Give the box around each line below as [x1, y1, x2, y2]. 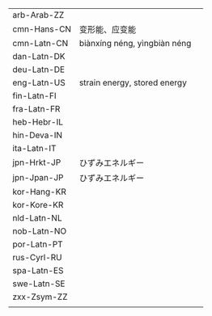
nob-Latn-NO [12, 225, 67, 237]
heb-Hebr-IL [12, 116, 63, 128]
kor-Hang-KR [12, 186, 66, 197]
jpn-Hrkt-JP [12, 157, 61, 168]
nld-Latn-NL [12, 213, 62, 223]
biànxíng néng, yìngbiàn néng [78, 38, 192, 48]
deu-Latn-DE [12, 64, 66, 75]
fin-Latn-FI [12, 91, 57, 101]
